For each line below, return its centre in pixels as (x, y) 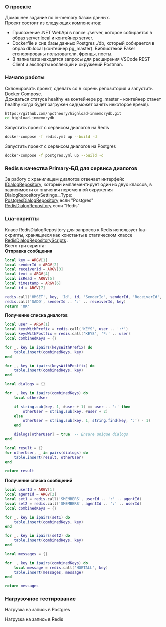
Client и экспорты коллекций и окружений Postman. (68, 65)
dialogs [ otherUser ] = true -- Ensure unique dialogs (71, 435)
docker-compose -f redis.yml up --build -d (51, 137)
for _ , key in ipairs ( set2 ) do (38, 536)
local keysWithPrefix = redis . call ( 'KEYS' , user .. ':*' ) (67, 329)
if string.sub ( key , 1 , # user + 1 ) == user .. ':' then (72, 407)
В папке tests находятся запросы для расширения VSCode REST (81, 59)
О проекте (18, 7)
